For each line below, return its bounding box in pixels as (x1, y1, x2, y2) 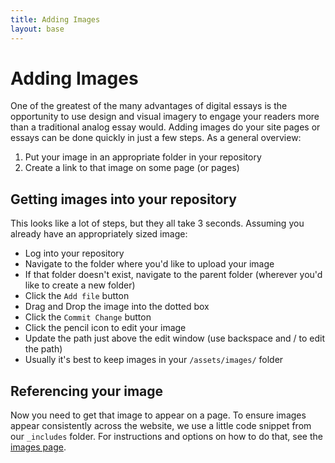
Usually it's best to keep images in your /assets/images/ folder (24, 354, 284, 366)
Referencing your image (10, 382, 164, 400)
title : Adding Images (10, 14, 101, 25)
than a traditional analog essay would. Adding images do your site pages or (10, 121, 321, 133)
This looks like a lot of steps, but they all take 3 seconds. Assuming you (10, 217, 305, 230)
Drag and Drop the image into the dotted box (24, 301, 210, 313)
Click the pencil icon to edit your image (24, 322, 187, 334)
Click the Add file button (24, 290, 130, 302)
